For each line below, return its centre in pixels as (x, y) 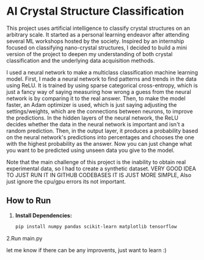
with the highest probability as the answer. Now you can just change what (99, 143)
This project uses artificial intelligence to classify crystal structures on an (98, 28)
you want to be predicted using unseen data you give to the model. (91, 150)
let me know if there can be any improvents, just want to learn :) (86, 250)
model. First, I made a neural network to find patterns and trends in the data (102, 79)
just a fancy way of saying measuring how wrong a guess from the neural (99, 92)
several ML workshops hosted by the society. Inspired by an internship (95, 41)
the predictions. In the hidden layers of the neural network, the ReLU (93, 118)
